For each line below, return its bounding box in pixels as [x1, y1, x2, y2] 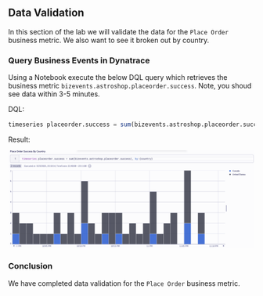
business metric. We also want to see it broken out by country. [8, 35, 210, 45]
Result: [8, 135, 31, 144]
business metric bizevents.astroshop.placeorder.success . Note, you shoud [8, 81, 252, 91]
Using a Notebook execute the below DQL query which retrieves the [8, 73, 228, 82]
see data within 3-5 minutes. [8, 89, 100, 99]
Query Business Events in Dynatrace [8, 55, 150, 66]
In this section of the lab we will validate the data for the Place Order [8, 27, 229, 36]
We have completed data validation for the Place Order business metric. [8, 278, 240, 288]
